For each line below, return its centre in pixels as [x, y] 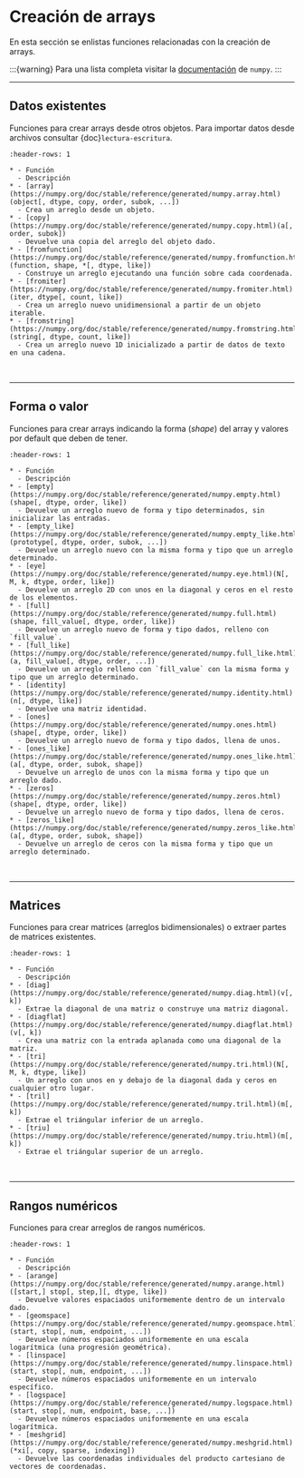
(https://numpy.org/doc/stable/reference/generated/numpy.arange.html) [147, 1284]
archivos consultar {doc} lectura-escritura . [91, 137]
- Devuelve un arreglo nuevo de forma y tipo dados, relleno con [143, 629]
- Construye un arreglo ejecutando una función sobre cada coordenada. [156, 273]
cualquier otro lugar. [52, 1089]
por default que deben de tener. [69, 438]
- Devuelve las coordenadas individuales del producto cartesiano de [151, 1459]
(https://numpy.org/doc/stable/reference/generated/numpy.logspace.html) [152, 1404]
